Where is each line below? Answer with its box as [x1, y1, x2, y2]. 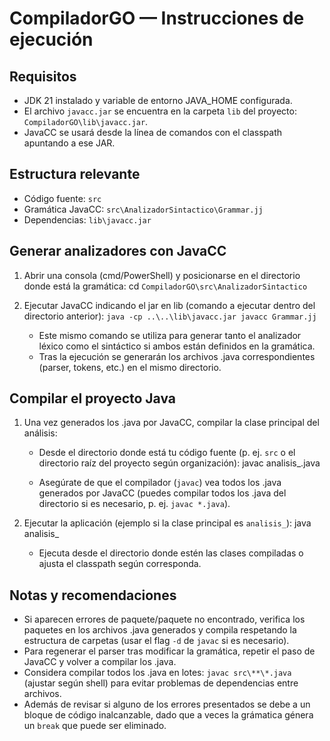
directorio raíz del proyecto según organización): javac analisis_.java [38, 457, 321, 469]
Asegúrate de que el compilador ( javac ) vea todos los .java [38, 477, 282, 489]
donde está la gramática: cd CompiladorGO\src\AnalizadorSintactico [23, 280, 308, 292]
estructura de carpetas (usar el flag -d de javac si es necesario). [23, 635, 290, 647]
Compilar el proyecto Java [9, 390, 177, 407]
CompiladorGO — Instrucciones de [9, 7, 305, 30]
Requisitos [9, 68, 77, 85]
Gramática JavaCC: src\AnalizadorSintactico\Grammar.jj [23, 203, 264, 215]
